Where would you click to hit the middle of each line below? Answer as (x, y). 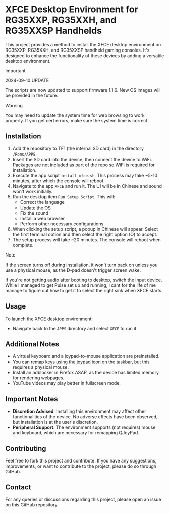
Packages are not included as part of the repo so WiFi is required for (84, 165)
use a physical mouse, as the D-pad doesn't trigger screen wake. (73, 270)
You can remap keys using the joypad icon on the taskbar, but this (81, 362)
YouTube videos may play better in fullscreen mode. (67, 383)
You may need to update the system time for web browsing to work (75, 115)
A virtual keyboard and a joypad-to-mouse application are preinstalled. (86, 356)
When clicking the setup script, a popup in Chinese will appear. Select (85, 229)
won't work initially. (33, 191)
